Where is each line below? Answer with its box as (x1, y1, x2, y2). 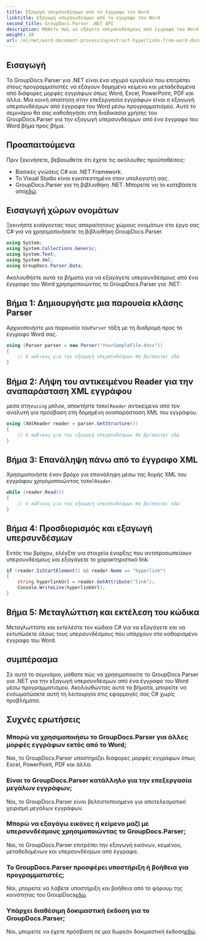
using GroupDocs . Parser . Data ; (6, 262, 84, 269)
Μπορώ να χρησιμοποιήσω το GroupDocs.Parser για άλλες (6, 733, 189, 741)
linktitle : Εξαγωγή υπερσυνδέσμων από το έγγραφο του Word (6, 15, 161, 21)
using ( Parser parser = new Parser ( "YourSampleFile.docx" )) (6, 342, 164, 348)
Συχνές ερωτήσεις (6, 714, 81, 725)
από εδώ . (15, 188, 38, 195)
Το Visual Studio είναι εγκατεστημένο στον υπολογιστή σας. (15, 174, 169, 181)
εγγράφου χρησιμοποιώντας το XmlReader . (6, 478, 113, 485)
